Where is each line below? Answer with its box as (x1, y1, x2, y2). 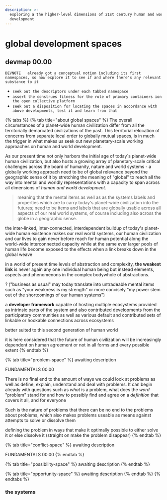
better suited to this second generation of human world (5, 327, 118, 333)
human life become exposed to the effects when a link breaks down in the (5, 247, 157, 252)
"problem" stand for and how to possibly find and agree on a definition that (5, 392, 159, 398)
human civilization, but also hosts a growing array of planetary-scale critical (5, 159, 161, 165)
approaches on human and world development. (5, 144, 102, 150)
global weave (5, 251, 33, 257)
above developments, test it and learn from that (12, 108, 118, 113)
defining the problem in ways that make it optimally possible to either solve (5, 427, 159, 433)
